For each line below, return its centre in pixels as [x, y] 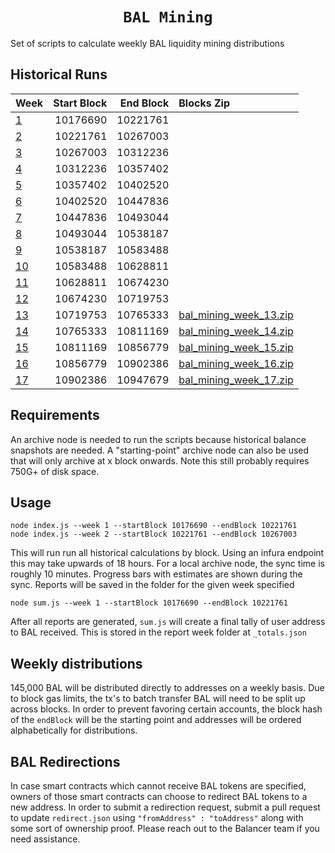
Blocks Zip [204, 103]
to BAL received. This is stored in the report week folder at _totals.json [158, 632]
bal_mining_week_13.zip [236, 315]
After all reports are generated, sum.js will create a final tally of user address [168, 622]
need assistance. [45, 839]
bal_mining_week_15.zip [236, 347]
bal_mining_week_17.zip [236, 380]
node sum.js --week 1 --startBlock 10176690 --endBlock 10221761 [149, 603]
